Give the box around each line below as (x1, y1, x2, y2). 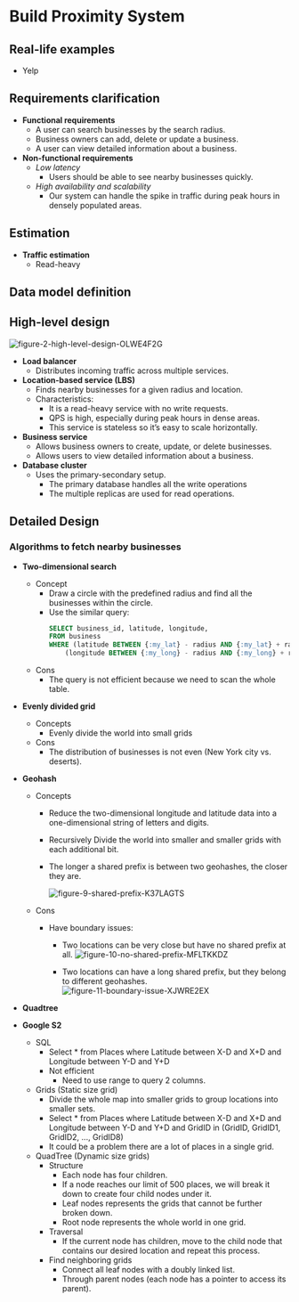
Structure (48, 1160, 84, 1171)
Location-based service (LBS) (21, 374, 136, 385)
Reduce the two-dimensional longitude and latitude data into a (48, 808, 278, 818)
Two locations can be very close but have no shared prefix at (61, 940, 287, 950)
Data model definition (9, 285, 132, 300)
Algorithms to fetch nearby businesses (9, 541, 182, 553)
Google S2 (21, 1020, 62, 1030)
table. (48, 684, 70, 695)
